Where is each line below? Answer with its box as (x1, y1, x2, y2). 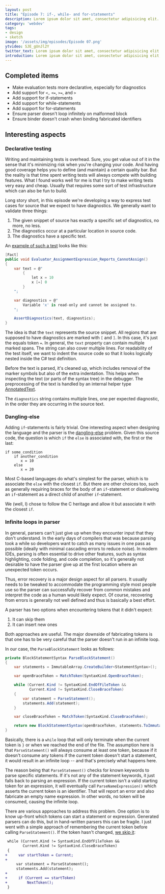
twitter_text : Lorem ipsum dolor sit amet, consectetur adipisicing (5, 48, 148, 53)
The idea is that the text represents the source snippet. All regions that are (5, 329, 157, 336)
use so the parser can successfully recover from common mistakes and (5, 586, 150, 592)
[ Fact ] (5, 252, 19, 257)
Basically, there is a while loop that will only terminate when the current (5, 737, 150, 743)
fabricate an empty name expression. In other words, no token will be (5, 793, 145, 800)
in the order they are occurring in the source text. (5, 401, 105, 407)
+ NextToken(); (5, 880, 54, 885)
